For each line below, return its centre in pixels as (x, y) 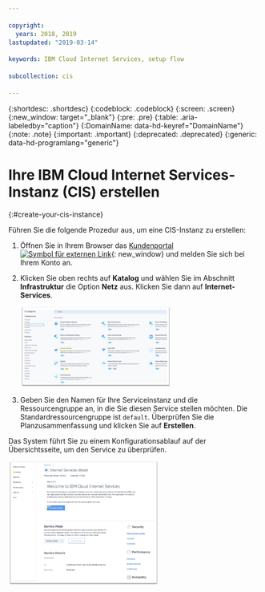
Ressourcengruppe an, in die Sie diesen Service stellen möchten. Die (134, 408)
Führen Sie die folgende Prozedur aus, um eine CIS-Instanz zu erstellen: (127, 229)
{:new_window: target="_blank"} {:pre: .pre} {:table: (93, 117)
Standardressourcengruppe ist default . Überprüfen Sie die (117, 416)
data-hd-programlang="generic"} (64, 142)
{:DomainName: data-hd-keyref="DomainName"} (162, 125)
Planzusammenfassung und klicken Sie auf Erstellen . (108, 425)
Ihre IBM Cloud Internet (87, 174)
